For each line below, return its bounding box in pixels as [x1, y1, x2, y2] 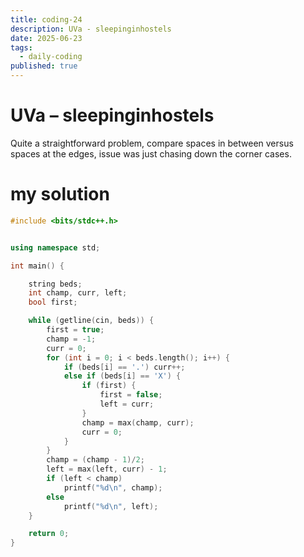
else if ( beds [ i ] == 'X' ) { [63, 371, 182, 381]
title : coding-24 [10, 14, 83, 25]
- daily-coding [19, 52, 83, 62]
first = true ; [46, 325, 105, 335]
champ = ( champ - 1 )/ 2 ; [46, 455, 145, 465]
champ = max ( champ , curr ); [81, 417, 195, 428]
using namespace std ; [10, 242, 101, 253]
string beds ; [28, 279, 83, 289]
